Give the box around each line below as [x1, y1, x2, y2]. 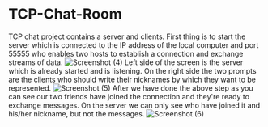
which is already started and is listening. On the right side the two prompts [8, 66, 257, 75]
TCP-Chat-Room [8, 5, 123, 23]
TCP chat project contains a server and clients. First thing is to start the [8, 32, 246, 41]
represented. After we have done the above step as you [8, 83, 253, 93]
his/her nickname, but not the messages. [8, 108, 145, 118]
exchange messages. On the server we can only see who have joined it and [8, 100, 261, 110]
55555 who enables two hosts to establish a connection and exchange [8, 49, 244, 58]
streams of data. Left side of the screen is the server [8, 57, 244, 67]
